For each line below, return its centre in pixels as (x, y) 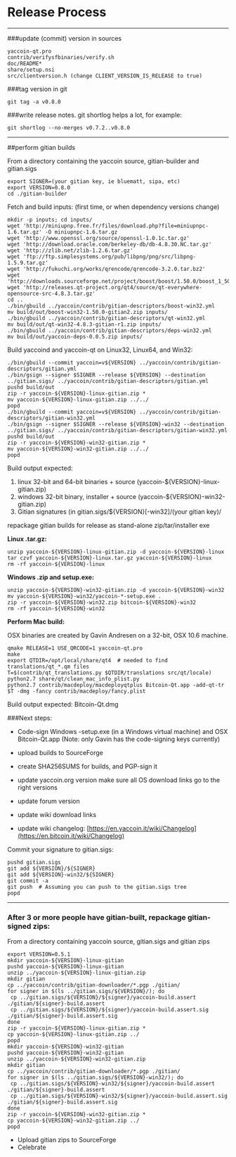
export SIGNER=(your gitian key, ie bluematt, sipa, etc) (94, 181)
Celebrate (32, 1147)
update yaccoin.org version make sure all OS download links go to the (118, 780)
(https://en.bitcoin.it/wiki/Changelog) (71, 835)
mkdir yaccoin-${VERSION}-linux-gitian (66, 961)
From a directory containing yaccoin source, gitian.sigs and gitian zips (109, 942)
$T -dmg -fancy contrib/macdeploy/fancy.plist (77, 691)
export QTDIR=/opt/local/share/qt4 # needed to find (88, 660)
